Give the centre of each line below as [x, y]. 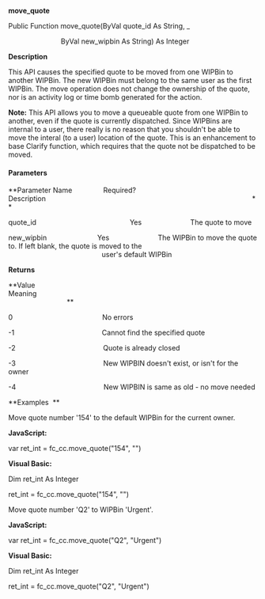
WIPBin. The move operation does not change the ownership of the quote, [129, 89]
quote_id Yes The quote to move [130, 222]
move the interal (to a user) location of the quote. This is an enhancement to [132, 138]
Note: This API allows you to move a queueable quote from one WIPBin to [128, 112]
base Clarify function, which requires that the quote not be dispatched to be [132, 146]
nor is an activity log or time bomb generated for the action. [105, 97]
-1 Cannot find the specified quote [107, 333]
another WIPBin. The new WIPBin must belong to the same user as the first [130, 80]
